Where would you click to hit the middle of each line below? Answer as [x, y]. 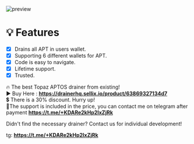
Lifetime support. [35, 69]
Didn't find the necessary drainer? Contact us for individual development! [94, 124]
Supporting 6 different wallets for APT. [61, 56]
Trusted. [24, 75]
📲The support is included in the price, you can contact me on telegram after [97, 106]
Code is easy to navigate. [45, 62]
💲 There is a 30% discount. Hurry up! [50, 100]
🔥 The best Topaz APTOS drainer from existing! [63, 87]
